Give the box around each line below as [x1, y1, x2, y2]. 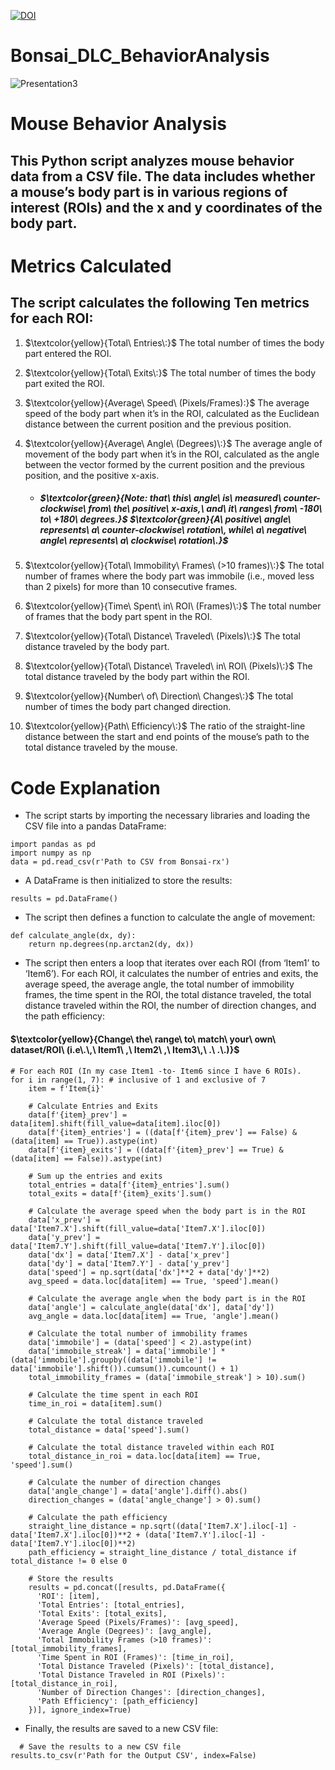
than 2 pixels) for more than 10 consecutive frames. [24, 581, 238, 593]
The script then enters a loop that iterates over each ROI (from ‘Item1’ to [24, 957, 320, 969]
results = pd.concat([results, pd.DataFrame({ [28, 1582, 226, 1592]
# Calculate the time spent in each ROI [28, 1390, 199, 1400]
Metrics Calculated [10, 255, 172, 277]
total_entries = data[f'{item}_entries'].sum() [28, 1180, 230, 1190]
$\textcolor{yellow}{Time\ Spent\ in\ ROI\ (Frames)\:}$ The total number [24, 600, 322, 612]
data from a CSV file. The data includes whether [10, 168, 316, 185]
